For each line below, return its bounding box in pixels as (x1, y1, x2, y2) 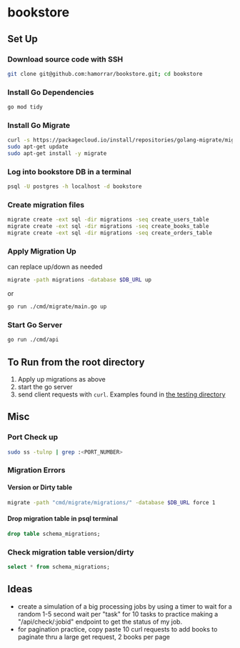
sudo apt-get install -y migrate (7, 149, 107, 157)
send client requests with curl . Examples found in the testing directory (17, 390, 226, 399)
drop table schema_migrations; (7, 530, 101, 537)
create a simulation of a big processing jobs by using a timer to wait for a (17, 602, 232, 611)
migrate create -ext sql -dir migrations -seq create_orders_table (7, 229, 213, 236)
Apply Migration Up (7, 246, 76, 256)
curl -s (7, 136, 31, 144)
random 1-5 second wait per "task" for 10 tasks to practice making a (17, 609, 219, 618)
